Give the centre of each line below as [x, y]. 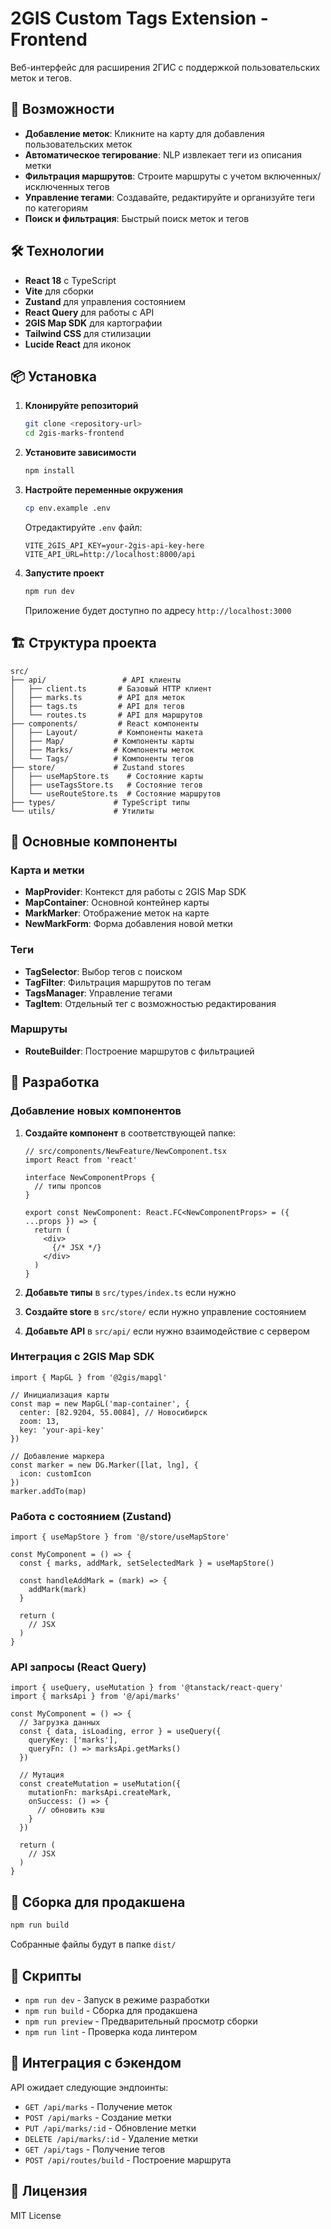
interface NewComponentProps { [90, 1177]
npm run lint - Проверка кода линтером [111, 2031]
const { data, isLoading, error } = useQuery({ [120, 1732]
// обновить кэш [70, 1810]
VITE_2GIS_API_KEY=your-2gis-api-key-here [114, 545]
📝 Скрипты [46, 1975]
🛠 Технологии [57, 251]
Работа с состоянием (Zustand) [91, 1516]
